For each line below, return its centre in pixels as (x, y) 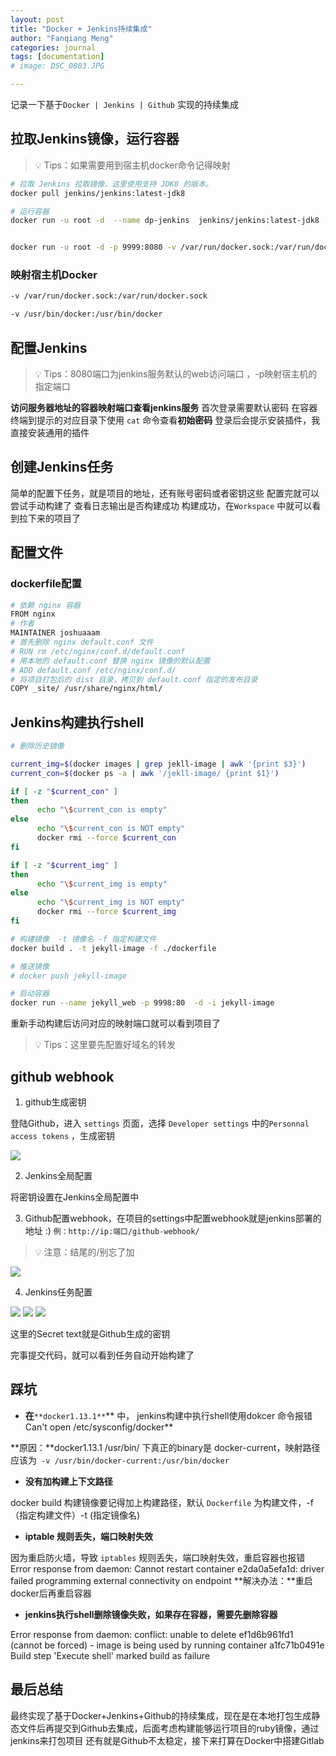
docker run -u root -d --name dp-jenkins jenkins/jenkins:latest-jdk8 (165, 221)
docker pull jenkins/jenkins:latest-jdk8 (98, 193)
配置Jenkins (49, 347)
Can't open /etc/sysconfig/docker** (99, 1427)
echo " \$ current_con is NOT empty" (111, 829)
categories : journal (53, 47)
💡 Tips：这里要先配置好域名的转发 (105, 1045)
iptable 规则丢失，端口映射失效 (89, 1536)
